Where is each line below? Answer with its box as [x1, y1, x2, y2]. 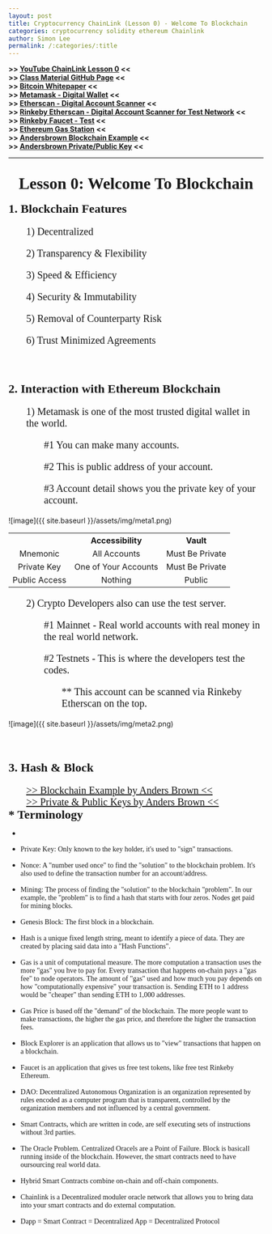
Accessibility [90, 535, 142, 546]
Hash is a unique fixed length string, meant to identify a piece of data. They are [19, 934, 245, 943]
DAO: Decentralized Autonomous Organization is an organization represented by [19, 1088, 251, 1096]
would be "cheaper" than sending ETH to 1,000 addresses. [19, 990, 186, 999]
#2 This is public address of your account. [44, 460, 214, 473]
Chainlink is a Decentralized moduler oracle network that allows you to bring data [19, 1193, 253, 1202]
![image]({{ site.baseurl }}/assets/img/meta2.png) [8, 719, 174, 729]
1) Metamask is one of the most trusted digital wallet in [26, 405, 251, 418]
